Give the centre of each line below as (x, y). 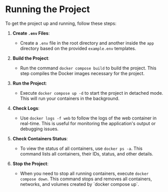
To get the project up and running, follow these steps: (61, 23)
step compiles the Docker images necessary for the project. (82, 73)
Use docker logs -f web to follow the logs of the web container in (88, 118)
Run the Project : (30, 83)
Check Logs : (26, 108)
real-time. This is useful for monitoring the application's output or (88, 123)
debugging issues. (39, 129)
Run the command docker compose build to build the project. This (88, 68)
